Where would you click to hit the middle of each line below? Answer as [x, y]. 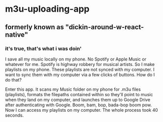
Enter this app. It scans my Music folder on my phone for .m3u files [73, 89]
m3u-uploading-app [47, 9]
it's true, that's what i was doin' [43, 48]
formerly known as [35, 27]
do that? [14, 80]
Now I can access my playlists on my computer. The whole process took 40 [81, 110]
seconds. [14, 115]
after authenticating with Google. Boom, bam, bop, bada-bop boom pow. [79, 105]
